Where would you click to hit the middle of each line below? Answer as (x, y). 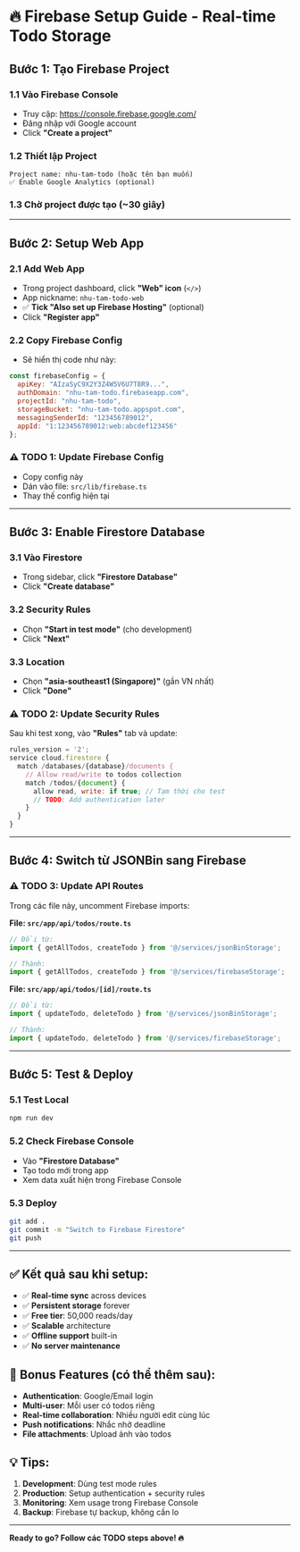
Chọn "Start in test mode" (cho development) (107, 629)
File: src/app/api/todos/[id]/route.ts (80, 989)
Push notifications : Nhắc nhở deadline (94, 1425)
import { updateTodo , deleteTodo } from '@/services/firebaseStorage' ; (145, 1038)
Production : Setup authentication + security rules (113, 1493)
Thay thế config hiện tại (66, 495)
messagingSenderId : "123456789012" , (85, 417)
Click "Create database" (68, 586)
